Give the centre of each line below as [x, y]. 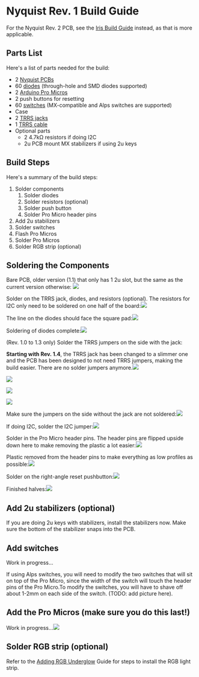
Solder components [39, 189]
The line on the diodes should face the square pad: [69, 319]
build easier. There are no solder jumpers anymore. [69, 368]
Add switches [32, 548]
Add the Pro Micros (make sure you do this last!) [98, 613]
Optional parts [32, 130]
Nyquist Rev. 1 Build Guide [73, 11]
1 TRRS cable [31, 124]
